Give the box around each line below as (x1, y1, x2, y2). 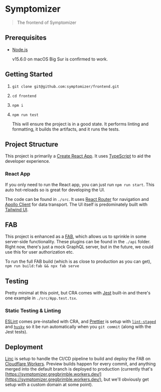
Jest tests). (5, 329, 28, 334)
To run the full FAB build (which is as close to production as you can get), (5, 258, 152, 264)
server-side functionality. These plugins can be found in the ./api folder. (5, 239, 151, 245)
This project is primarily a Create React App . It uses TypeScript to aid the (5, 153, 151, 159)
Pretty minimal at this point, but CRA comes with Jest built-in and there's (5, 290, 151, 296)
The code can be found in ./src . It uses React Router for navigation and (5, 196, 149, 202)
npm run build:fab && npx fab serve (5, 264, 79, 269)
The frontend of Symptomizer (17, 20, 77, 25)
